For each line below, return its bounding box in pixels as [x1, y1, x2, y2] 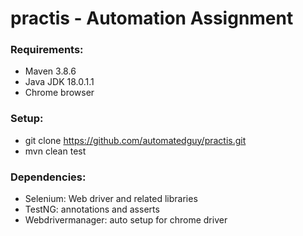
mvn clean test [24, 145, 87, 157]
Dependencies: [10, 170, 87, 184]
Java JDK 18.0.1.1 [24, 76, 95, 88]
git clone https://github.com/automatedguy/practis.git [24, 134, 247, 146]
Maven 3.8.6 [24, 65, 77, 77]
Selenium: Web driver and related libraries [24, 193, 198, 205]
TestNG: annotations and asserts [24, 203, 160, 216]
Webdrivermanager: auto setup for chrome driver [24, 214, 228, 226]
